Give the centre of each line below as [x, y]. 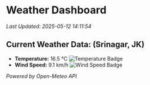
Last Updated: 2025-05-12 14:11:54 [49, 26]
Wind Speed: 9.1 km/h [41, 65]
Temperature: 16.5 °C [41, 58]
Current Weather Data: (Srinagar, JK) [76, 45]
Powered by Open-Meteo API [42, 76]
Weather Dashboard [56, 10]
